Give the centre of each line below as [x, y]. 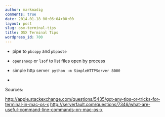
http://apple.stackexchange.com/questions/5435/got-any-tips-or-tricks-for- [83, 99]
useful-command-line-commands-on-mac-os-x [54, 110]
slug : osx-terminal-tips [31, 28]
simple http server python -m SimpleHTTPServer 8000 [66, 70]
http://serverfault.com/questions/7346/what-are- [100, 104]
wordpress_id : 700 [24, 38]
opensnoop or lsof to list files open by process [59, 61]
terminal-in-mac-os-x [27, 104]
